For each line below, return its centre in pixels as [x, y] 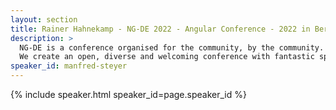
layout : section [44, 19]
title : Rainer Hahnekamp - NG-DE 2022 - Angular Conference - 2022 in [160, 29]
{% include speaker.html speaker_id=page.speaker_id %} [128, 94]
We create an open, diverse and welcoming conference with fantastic [167, 57]
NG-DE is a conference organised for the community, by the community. [172, 47]
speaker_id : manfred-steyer [69, 66]
